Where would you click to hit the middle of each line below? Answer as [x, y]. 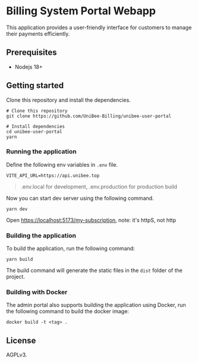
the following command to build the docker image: [68, 311]
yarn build [20, 259]
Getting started [35, 85]
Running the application [41, 152]
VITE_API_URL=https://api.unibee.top [53, 176]
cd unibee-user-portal [34, 132]
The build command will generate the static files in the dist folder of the [94, 270]
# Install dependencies [36, 126]
